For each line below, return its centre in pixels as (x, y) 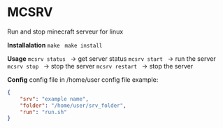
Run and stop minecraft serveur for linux (65, 31)
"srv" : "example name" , (55, 99)
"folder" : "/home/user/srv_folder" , (73, 106)
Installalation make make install (55, 45)
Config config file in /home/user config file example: (83, 79)
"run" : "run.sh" (44, 112)
